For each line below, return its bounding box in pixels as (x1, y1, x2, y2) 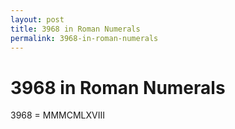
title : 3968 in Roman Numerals (10, 24, 141, 34)
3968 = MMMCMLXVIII (10, 109, 106, 121)
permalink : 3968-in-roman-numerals (10, 33, 159, 43)
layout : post (10, 14, 65, 25)
